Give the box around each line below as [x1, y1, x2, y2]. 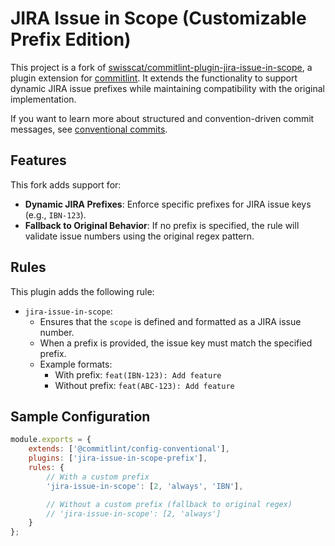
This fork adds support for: [10, 178, 122, 191]
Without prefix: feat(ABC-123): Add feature [54, 379, 235, 391]
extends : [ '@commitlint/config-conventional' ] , [28, 444, 230, 454]
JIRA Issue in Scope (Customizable [10, 7, 307, 30]
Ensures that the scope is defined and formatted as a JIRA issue [39, 315, 302, 327]
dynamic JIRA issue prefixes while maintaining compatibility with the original [10, 82, 325, 94]
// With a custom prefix [46, 472, 150, 482]
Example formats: [39, 358, 113, 370]
